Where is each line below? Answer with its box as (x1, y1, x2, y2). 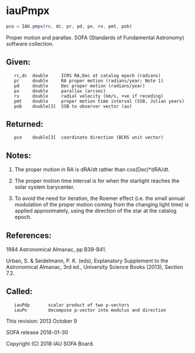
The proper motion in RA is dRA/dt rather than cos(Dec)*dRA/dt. (14, 166, 170, 173)
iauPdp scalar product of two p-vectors (13, 302, 130, 308)
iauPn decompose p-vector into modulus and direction (13, 307, 166, 313)
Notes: (6, 150, 31, 160)
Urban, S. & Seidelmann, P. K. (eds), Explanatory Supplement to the (6, 257, 169, 264)
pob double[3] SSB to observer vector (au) (13, 103, 132, 109)
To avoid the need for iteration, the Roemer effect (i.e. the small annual (14, 195, 185, 202)
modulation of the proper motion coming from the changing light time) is (14, 201, 189, 208)
